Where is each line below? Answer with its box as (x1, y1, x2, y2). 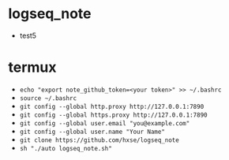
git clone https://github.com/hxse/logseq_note (19, 136, 179, 144)
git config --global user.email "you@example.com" (19, 119, 190, 127)
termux (8, 58, 57, 76)
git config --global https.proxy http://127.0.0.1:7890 (19, 111, 208, 119)
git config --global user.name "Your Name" (19, 128, 166, 136)
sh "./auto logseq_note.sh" (19, 144, 112, 152)
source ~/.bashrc (19, 94, 77, 102)
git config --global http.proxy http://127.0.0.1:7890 (19, 102, 205, 110)
